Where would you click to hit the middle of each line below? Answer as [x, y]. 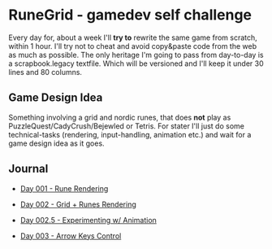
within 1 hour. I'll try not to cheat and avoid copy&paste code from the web [133, 46]
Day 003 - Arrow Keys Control [71, 236]
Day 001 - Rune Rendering [64, 188]
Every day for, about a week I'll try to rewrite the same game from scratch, [133, 37]
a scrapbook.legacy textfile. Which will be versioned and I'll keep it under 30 [136, 63]
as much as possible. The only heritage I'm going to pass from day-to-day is [136, 55]
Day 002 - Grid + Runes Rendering [78, 204]
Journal [28, 169]
